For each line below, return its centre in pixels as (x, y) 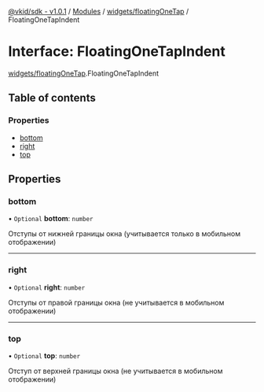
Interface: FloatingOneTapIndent (117, 52)
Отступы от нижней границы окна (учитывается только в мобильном (125, 234)
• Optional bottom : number (51, 219)
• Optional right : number (47, 287)
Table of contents (52, 98)
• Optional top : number (44, 355)
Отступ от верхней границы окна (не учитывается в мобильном (115, 371)
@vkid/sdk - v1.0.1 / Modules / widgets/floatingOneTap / (99, 11)
